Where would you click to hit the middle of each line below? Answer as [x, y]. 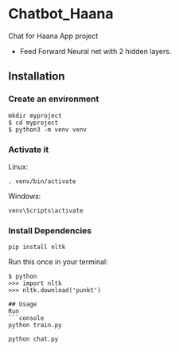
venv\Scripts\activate [46, 211]
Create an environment [54, 99]
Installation [37, 76]
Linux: [18, 166]
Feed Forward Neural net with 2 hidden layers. [95, 51]
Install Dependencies [50, 230]
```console [26, 318]
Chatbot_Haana [61, 14]
